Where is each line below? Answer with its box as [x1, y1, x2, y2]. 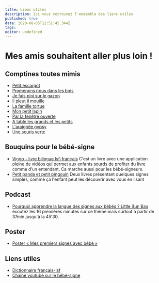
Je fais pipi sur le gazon [12, 93, 60, 98]
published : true [5, 16, 38, 21]
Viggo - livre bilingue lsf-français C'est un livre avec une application [12, 156, 148, 161]
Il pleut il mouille [12, 98, 45, 104]
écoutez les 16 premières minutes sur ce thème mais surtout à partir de [12, 208, 154, 214]
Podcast [5, 190, 31, 199]
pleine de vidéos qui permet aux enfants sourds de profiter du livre [12, 161, 146, 167]
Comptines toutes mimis [5, 70, 81, 78]
